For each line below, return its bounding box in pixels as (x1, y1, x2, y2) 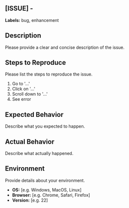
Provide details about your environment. (5, 177, 85, 183)
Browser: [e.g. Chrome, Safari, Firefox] (12, 192, 91, 198)
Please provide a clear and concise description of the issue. (5, 44, 125, 50)
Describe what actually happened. (5, 151, 74, 156)
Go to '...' (12, 81, 30, 87)
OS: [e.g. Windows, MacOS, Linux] (12, 187, 81, 192)
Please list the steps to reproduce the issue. (5, 71, 93, 77)
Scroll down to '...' (12, 91, 48, 97)
